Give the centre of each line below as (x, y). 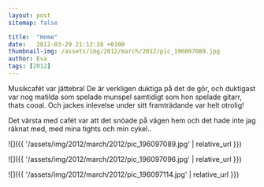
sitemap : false (33, 23)
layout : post (30, 15)
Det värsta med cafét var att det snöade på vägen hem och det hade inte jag (132, 120)
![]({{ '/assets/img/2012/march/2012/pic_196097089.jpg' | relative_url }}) (125, 144)
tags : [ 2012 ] (30, 66)
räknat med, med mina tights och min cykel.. (80, 128)
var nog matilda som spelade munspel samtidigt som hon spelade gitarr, (125, 97)
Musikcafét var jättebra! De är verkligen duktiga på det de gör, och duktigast (132, 88)
